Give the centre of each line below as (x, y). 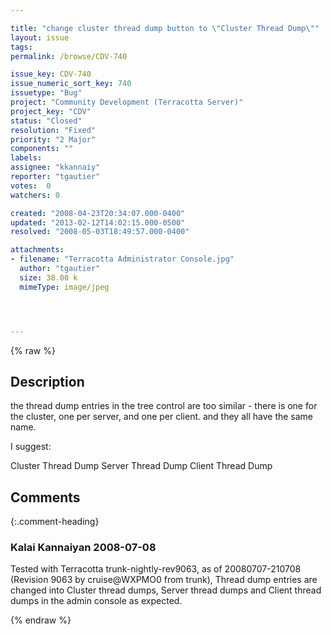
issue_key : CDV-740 (51, 74)
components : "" (42, 149)
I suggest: (31, 447)
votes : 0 (31, 186)
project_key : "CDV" (51, 111)
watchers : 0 (35, 195)
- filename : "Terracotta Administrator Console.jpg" (122, 259)
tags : (21, 47)
